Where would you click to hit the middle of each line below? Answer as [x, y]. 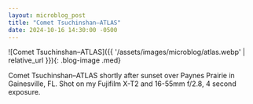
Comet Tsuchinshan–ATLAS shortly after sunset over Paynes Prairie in [122, 76]
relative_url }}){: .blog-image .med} [65, 60]
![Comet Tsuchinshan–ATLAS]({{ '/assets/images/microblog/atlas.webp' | [127, 52]
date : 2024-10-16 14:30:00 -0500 [63, 30]
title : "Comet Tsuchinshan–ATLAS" [65, 23]
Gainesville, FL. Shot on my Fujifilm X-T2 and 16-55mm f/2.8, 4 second [123, 84]
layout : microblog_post [47, 15]
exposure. [24, 92]
